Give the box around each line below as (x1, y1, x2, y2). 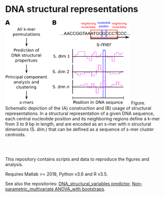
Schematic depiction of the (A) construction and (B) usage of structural (5, 105, 152, 111)
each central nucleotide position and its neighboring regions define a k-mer (5, 116, 161, 122)
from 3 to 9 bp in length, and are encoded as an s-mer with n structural (5, 121, 151, 127)
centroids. (5, 132, 26, 138)
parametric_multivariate (5, 186, 54, 192)
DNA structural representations (5, 3, 139, 15)
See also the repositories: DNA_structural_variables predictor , (5, 181, 131, 187)
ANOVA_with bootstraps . (54, 186, 106, 192)
